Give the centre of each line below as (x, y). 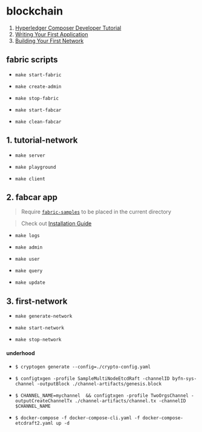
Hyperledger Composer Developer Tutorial (68, 28)
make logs (28, 236)
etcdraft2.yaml (34, 424)
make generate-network (44, 316)
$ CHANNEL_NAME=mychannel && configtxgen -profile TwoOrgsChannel (102, 396)
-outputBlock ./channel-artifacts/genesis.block (99, 384)
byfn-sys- (184, 379)
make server (30, 155)
